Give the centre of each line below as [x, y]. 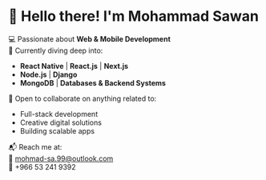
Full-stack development [59, 114]
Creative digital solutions [61, 122]
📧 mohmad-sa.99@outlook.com [61, 158]
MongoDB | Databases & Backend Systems [93, 82]
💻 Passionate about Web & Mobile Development [89, 38]
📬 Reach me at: [35, 146]
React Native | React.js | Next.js [74, 66]
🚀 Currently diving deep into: [56, 50]
